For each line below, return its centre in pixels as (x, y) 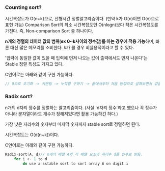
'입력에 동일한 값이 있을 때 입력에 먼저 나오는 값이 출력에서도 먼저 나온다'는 (76, 58)
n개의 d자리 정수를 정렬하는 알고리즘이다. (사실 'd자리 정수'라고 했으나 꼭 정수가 (81, 108)
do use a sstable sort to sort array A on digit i (76, 164)
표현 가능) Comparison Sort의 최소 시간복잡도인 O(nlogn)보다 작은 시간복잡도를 (82, 25)
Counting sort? (23, 7)
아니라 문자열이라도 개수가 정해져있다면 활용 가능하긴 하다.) (62, 114)
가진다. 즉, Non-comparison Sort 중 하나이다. (49, 31)
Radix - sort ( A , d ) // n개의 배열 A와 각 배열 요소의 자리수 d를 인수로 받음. (74, 155)
